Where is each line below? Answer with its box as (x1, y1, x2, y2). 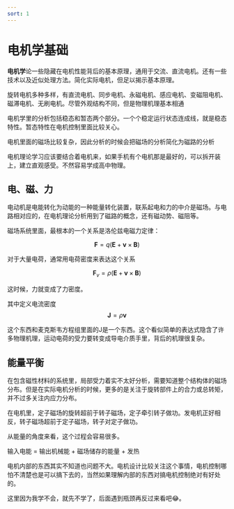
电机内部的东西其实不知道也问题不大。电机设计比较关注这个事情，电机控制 (7, 462, 221, 470)
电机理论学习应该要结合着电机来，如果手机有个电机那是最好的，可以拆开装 (7, 152, 221, 160)
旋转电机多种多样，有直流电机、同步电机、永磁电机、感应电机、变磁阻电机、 (7, 90, 227, 98)
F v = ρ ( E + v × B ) (93, 269, 141, 279)
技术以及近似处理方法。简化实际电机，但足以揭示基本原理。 (7, 75, 178, 84)
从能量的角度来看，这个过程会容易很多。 (7, 432, 123, 440)
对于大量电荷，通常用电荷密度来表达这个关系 (7, 255, 136, 264)
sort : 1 (7, 10, 30, 17)
